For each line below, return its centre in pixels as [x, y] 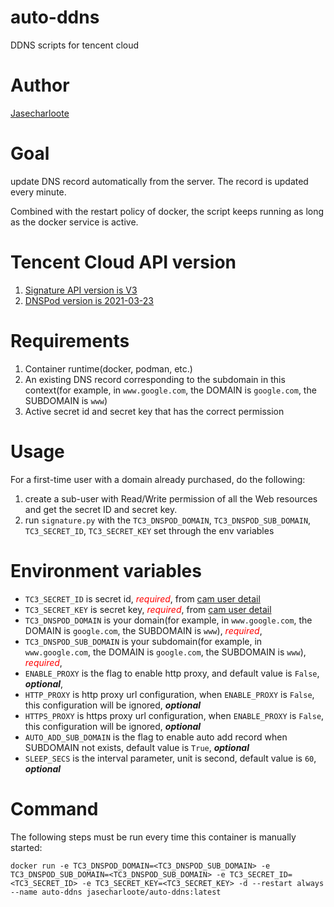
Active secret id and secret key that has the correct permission [154, 411]
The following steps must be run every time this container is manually [153, 837]
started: [26, 847]
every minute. [38, 192]
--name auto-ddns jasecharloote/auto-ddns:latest [116, 892]
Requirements [70, 340]
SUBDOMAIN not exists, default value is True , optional [137, 747]
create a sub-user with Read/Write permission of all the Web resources [171, 498]
